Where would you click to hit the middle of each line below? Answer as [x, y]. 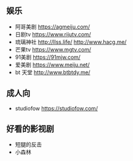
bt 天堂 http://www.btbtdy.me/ [53, 72]
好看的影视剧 [30, 129]
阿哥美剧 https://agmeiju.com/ [52, 27]
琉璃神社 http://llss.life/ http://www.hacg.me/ [71, 42]
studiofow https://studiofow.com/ [56, 108]
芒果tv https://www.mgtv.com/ [53, 49]
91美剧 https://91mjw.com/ [47, 57]
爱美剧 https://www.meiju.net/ [52, 64]
